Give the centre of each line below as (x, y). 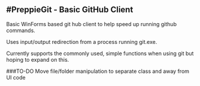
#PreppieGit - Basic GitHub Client (70, 10)
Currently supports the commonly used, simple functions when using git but (100, 53)
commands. (21, 30)
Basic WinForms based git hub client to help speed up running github (91, 24)
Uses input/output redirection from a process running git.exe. (82, 42)
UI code (16, 77)
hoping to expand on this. (38, 59)
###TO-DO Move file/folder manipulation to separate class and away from (98, 71)
